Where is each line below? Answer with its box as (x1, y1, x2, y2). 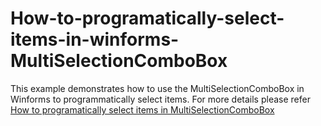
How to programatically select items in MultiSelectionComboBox (10, 103, 275, 116)
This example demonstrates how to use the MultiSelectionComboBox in (10, 82, 305, 94)
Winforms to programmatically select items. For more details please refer (10, 93, 311, 105)
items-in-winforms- (10, 28, 180, 51)
